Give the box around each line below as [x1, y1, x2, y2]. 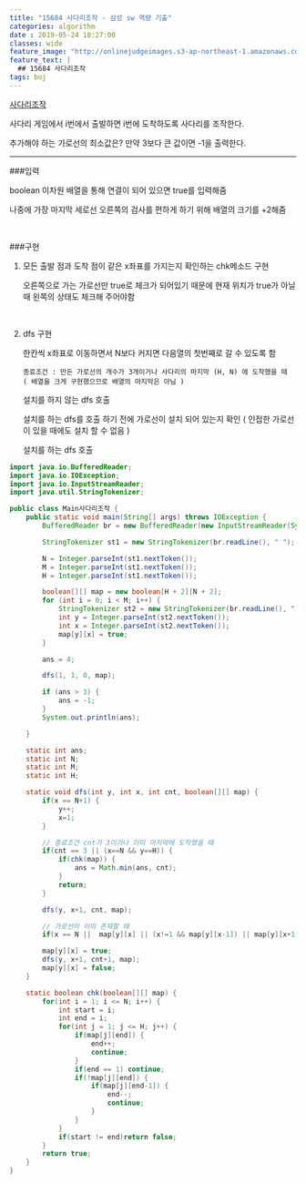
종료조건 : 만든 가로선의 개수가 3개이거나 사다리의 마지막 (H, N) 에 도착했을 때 [22, 367, 288, 376]
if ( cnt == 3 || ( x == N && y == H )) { [42, 846, 173, 856]
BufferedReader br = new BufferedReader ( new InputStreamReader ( [42, 521, 291, 530]
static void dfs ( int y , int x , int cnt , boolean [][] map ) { [25, 788, 259, 797]
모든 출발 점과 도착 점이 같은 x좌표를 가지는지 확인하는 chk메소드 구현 [22, 260, 270, 271]
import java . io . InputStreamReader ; [9, 479, 145, 488]
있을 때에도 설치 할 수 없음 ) [32, 424, 130, 435]
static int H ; [25, 771, 79, 781]
